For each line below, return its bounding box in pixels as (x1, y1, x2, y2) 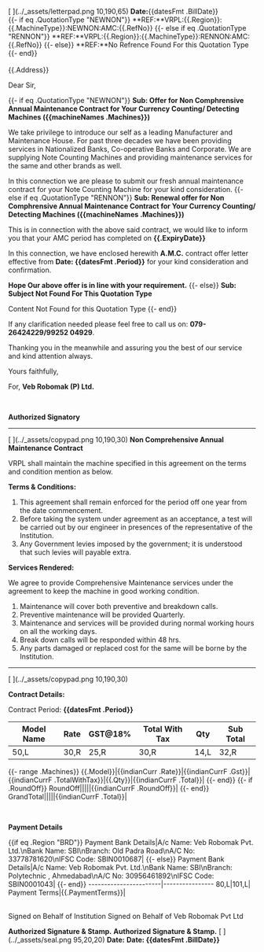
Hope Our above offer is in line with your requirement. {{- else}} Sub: (8, 281, 237, 290)
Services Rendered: (8, 563, 75, 572)
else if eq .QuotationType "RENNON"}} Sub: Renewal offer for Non (8, 193, 225, 202)
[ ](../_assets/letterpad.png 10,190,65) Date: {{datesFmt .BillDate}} (8, 7, 218, 16)
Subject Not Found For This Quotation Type (8, 289, 152, 298)
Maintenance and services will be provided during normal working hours (19, 618, 255, 628)
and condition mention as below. (8, 467, 114, 476)
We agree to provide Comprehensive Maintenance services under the (8, 578, 233, 587)
